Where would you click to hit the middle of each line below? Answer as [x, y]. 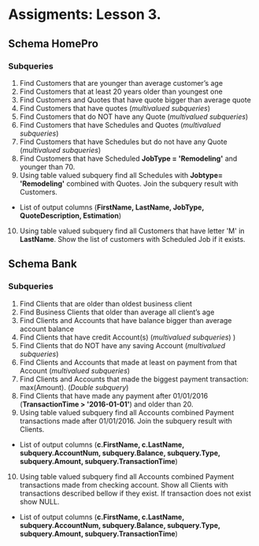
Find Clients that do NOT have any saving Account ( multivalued [122, 345]
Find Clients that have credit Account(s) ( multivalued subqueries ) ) [128, 337]
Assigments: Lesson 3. [85, 15]
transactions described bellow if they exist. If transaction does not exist [135, 493]
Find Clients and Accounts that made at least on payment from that [128, 362]
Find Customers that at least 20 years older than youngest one [121, 91]
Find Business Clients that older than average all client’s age [117, 312]
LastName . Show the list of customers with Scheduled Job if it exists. [132, 239]
